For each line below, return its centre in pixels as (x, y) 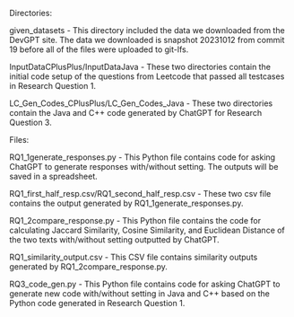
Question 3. (30, 122)
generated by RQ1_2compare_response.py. (89, 267)
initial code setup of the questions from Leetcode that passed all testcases (147, 76)
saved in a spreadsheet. (54, 176)
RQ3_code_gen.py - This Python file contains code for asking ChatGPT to (145, 284)
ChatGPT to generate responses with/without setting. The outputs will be (144, 167)
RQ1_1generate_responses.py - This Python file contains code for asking (143, 157)
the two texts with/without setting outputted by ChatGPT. (114, 240)
